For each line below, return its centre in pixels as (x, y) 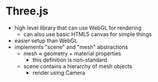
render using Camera (59, 72)
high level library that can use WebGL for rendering (78, 28)
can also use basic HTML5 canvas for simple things (87, 34)
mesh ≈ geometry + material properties (72, 53)
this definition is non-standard (70, 60)
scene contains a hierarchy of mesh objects (78, 66)
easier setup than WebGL (46, 40)
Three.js (27, 11)
